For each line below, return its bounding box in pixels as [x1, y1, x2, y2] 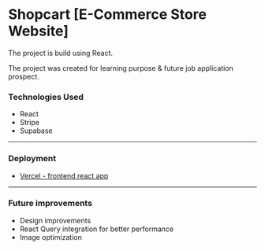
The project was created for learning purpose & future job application [8, 63, 234, 72]
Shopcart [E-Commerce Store [8, 6, 207, 24]
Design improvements [19, 215, 91, 225]
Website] [8, 22, 69, 40]
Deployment [8, 153, 57, 164]
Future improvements [8, 198, 93, 209]
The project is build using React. [8, 48, 113, 57]
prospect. [8, 72, 39, 81]
